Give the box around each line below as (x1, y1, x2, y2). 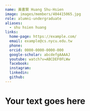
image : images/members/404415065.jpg (5, 12, 81, 16)
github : (9, 75, 25, 79)
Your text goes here (5, 95, 86, 107)
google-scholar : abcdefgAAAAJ (9, 52, 70, 57)
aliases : (5, 20, 23, 26)
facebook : (9, 61, 29, 66)
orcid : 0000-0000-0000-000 (9, 48, 64, 52)
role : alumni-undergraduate (5, 16, 62, 21)
